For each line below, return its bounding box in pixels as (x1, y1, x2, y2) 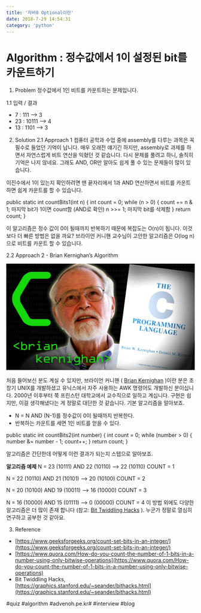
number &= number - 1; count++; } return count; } (6, 437, 129, 445)
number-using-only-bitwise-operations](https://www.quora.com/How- (14, 556, 190, 563)
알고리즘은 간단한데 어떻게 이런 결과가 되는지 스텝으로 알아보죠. (6, 450, 154, 457)
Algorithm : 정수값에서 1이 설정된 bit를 (6, 51, 187, 64)
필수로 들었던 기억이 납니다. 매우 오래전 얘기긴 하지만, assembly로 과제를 (14, 144, 185, 151)
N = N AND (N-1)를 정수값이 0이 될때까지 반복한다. (14, 412, 135, 419)
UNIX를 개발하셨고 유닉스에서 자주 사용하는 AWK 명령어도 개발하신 (17, 384, 173, 391)
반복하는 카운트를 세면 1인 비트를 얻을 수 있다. (14, 419, 121, 427)
